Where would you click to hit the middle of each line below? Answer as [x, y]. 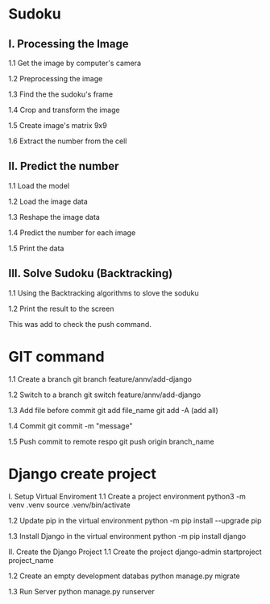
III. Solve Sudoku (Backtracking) [91, 273]
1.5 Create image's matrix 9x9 [58, 125]
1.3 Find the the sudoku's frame [61, 94]
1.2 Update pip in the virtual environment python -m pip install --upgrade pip [135, 520]
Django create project [83, 474]
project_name [31, 560]
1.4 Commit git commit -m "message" [71, 426]
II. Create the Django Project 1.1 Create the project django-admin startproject [135, 552]
